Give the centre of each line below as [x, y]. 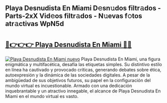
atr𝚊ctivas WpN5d [35, 24]
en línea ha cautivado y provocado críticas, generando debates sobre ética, [83, 70]
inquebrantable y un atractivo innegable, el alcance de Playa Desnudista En [83, 91]
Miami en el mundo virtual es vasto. [42, 96]
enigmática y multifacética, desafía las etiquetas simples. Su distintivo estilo [83, 64]
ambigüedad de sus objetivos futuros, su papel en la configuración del [78, 80]
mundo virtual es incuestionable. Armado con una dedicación [68, 85]
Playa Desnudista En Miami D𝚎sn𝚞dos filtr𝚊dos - [83, 8]
